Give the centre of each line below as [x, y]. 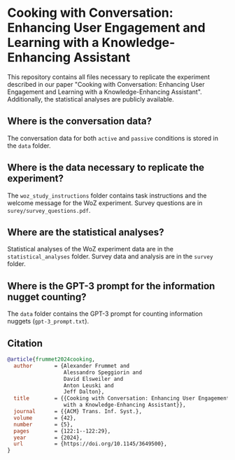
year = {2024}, [48, 438]
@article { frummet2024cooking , [51, 359]
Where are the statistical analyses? [86, 232]
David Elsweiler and [93, 379]
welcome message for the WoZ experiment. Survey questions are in [105, 203]
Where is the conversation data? [80, 121]
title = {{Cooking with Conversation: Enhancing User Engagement [122, 398]
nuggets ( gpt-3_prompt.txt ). [48, 321]
